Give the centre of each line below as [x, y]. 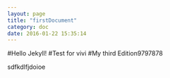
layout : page [26, 14]
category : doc [28, 27]
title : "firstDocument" [42, 20]
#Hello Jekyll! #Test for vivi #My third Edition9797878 [85, 53]
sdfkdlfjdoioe [26, 67]
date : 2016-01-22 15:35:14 [47, 33]
